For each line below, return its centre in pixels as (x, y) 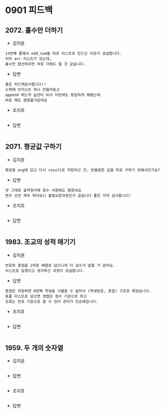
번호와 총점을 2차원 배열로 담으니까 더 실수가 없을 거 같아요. (60, 265)
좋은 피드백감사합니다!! (26, 84)
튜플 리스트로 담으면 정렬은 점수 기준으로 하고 (46, 296)
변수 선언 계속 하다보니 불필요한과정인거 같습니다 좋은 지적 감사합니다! (68, 196)
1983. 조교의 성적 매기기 (40, 242)
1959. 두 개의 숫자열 (34, 348)
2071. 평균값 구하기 (33, 147)
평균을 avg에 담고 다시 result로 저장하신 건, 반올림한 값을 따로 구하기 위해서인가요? (83, 170)
